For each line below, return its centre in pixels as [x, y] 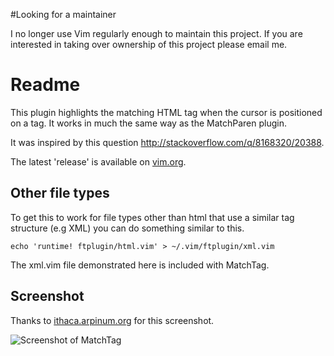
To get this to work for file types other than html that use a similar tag [152, 217]
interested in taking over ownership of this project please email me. [149, 44]
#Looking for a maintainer [63, 14]
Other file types [60, 193]
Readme [45, 85]
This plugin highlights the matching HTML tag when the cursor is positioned [166, 112]
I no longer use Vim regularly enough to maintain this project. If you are [156, 33]
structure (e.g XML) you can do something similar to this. [127, 228]
